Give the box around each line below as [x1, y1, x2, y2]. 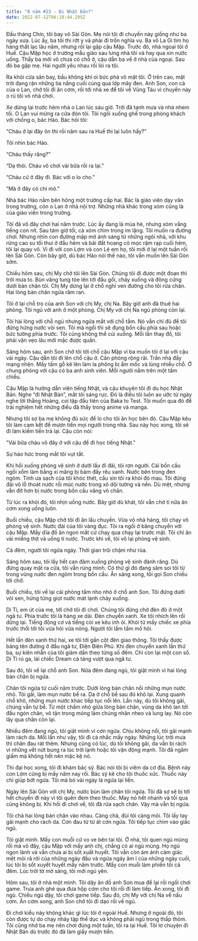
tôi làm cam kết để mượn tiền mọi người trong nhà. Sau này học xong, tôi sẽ [6, 421, 189, 428]
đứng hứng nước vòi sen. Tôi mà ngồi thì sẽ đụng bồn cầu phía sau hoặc [6, 324, 181, 331]
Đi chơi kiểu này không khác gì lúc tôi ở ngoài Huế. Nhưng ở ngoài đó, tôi [6, 909, 183, 916]
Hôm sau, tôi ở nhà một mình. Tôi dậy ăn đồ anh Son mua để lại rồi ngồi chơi [6, 879, 191, 886]
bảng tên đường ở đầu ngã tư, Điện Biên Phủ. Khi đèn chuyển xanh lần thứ [6, 642, 186, 649]
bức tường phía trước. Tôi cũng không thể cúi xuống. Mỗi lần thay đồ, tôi [6, 330, 181, 337]
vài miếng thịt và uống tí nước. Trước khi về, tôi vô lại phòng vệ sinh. [6, 535, 171, 542]
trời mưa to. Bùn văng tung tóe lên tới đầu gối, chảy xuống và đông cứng [6, 276, 182, 283]
